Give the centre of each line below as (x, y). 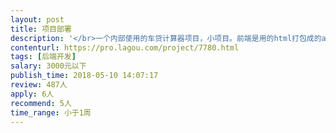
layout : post (37, 19)
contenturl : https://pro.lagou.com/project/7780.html (125, 47)
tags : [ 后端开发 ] (43, 57)
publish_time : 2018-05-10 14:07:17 (84, 76)
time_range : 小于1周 (51, 112)
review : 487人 (39, 85)
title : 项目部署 (41, 29)
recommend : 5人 (41, 103)
